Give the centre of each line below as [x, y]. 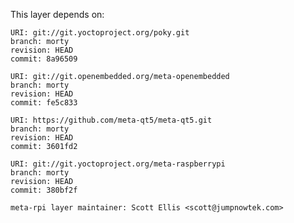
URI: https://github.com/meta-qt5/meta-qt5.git [111, 120]
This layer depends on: [57, 14]
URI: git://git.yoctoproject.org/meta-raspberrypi [118, 164]
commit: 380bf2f [44, 190]
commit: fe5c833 [44, 103]
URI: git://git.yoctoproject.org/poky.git [100, 33]
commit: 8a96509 [44, 59]
